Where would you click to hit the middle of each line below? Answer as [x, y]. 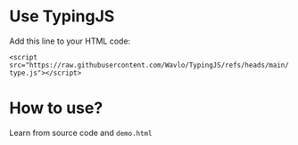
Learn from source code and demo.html [81, 133]
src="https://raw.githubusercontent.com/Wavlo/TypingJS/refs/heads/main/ [149, 65]
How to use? [56, 108]
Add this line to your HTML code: [70, 41]
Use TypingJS [62, 16]
